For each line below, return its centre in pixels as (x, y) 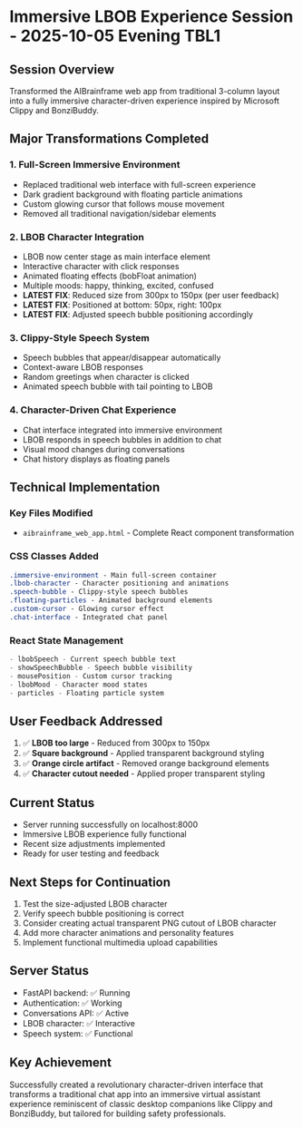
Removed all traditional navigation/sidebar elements (119, 213)
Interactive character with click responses (101, 266)
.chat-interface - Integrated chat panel (89, 617)
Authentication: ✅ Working (72, 1003)
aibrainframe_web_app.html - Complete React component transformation (158, 533)
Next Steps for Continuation (90, 882)
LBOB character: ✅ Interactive (79, 1023)
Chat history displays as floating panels (96, 459)
